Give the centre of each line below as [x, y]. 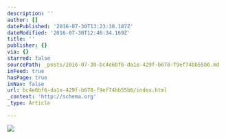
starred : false [29, 58]
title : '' [21, 39]
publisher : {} [27, 45]
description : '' [30, 13]
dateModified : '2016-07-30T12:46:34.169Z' [69, 33]
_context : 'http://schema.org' [52, 97]
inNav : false [26, 84]
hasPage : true [27, 77]
